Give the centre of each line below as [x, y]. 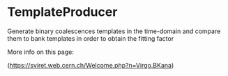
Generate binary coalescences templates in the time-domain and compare [114, 31]
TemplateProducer [62, 12]
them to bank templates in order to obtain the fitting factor [91, 38]
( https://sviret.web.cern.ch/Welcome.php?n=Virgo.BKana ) [91, 65]
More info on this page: [41, 52]
